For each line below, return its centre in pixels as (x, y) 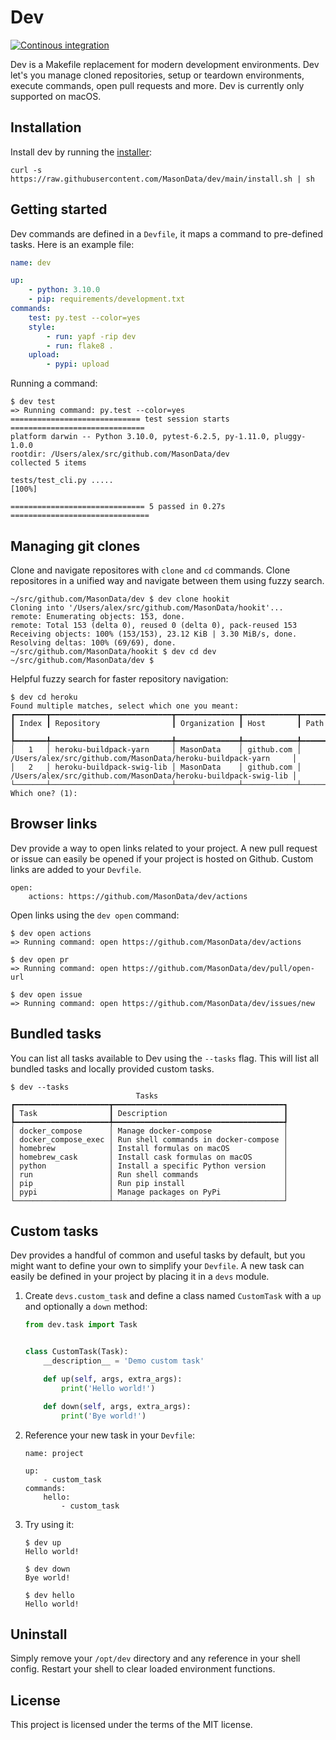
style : (42, 327)
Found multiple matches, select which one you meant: (125, 706)
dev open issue (51, 994)
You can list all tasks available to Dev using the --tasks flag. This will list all (164, 1058)
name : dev (31, 262)
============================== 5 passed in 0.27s (118, 507)
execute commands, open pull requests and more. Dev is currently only (157, 85)
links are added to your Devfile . (76, 869)
